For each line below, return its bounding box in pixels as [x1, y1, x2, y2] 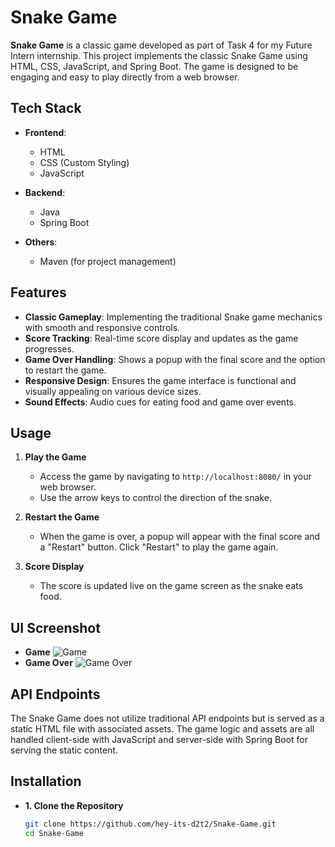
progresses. [24, 342, 75, 355]
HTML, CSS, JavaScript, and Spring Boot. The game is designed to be [10, 60, 299, 72]
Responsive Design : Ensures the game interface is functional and [24, 374, 297, 386]
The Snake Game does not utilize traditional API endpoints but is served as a [10, 712, 325, 724]
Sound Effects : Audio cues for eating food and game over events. [24, 396, 297, 408]
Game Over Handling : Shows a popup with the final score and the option [24, 353, 326, 365]
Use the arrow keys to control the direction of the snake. [39, 492, 272, 504]
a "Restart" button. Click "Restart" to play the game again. [39, 541, 279, 553]
